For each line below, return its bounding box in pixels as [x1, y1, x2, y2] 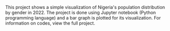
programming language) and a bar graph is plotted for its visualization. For [5, 15, 161, 20]
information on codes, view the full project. [5, 20, 95, 26]
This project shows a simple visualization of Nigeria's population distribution [5, 4, 165, 10]
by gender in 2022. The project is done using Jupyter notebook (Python [5, 9, 156, 15]
